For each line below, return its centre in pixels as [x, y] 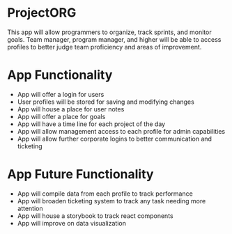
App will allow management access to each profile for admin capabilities [121, 131]
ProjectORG [42, 13]
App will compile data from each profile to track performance [105, 194]
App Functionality [60, 75]
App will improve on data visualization [72, 223]
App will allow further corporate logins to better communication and [115, 139]
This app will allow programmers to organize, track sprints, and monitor [109, 32]
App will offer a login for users [61, 94]
